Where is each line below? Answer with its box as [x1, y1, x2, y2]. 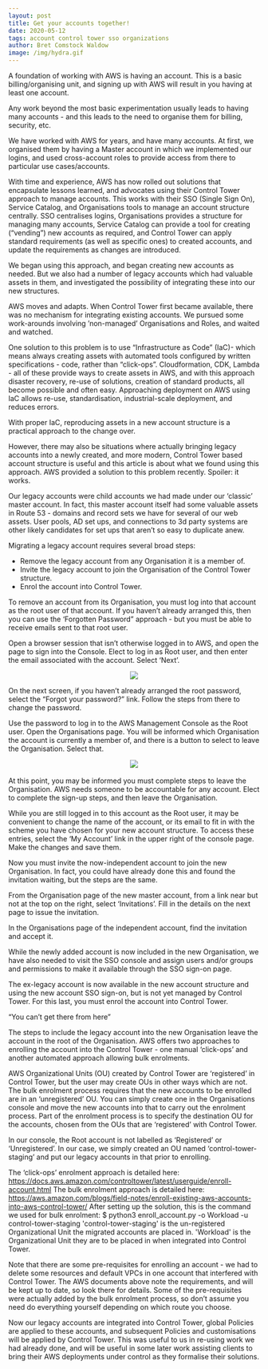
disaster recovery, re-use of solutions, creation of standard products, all [8, 377, 245, 386]
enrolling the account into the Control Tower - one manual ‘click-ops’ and [8, 1045, 249, 1054]
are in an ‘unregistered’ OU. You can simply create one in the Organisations [8, 1094, 255, 1103]
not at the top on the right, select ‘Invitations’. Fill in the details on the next [8, 899, 251, 909]
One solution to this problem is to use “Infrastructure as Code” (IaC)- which [8, 343, 256, 352]
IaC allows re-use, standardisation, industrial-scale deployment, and [8, 394, 233, 403]
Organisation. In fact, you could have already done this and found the [8, 866, 236, 876]
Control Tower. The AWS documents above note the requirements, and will [8, 1277, 254, 1286]
